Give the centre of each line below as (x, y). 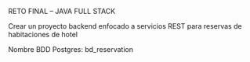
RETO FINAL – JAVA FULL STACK (62, 11)
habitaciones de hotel (43, 34)
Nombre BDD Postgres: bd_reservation (71, 49)
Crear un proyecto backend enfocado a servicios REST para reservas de (125, 26)
